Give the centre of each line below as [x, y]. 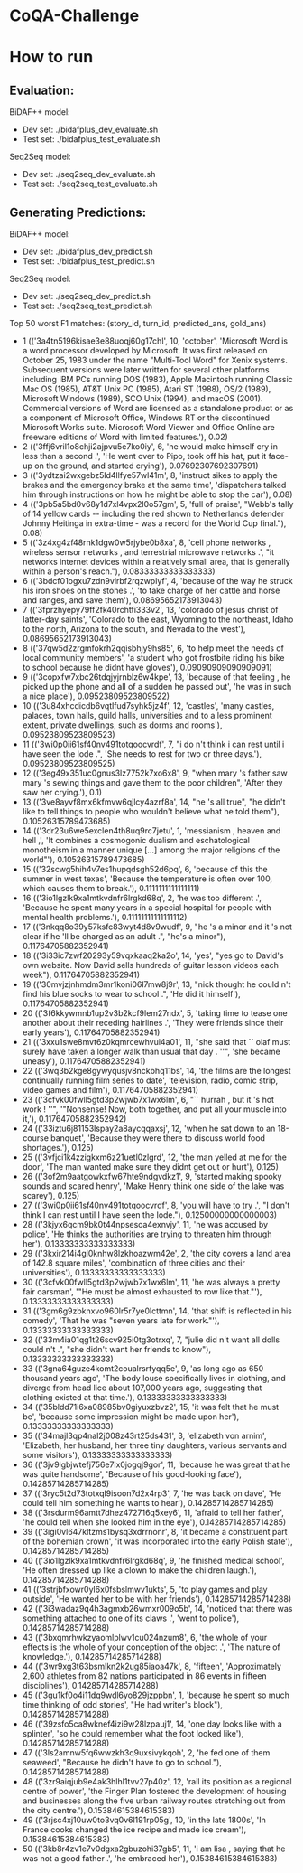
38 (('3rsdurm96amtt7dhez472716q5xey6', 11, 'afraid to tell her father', [153, 1512]
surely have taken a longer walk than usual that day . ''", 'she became [151, 1051]
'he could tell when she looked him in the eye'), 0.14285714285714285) [154, 1522]
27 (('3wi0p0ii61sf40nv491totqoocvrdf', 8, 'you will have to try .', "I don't [156, 1205]
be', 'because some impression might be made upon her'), [131, 1417]
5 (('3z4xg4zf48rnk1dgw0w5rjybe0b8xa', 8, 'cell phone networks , [147, 542]
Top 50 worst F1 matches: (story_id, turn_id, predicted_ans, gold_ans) [138, 323]
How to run [51, 57]
